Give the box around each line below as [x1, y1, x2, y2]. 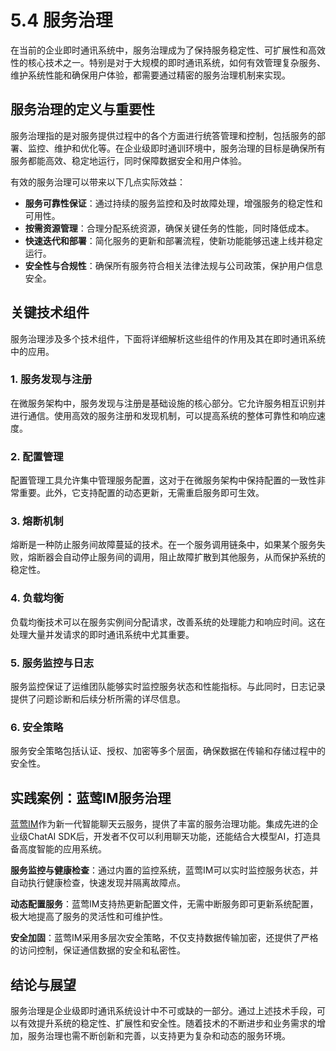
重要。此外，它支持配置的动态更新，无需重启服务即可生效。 [18, 487, 265, 499]
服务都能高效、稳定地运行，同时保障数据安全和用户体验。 [10, 154, 247, 166]
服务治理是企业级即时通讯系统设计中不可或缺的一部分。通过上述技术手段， [10, 1004, 317, 1016]
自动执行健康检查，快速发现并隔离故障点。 [10, 877, 186, 889]
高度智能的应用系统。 [18, 843, 107, 855]
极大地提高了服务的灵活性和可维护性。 [10, 911, 168, 923]
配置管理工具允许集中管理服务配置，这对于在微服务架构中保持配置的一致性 [10, 474, 317, 486]
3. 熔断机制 [10, 514, 64, 528]
